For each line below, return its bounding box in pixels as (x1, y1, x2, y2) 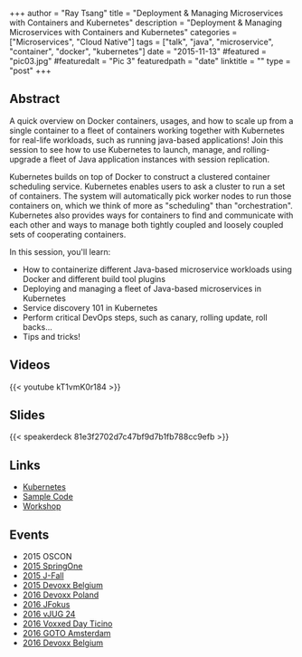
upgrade (9, 154, 42, 164)
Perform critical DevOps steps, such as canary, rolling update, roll (22, 312, 269, 323)
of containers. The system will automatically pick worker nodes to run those (9, 190, 292, 202)
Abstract (9, 91, 61, 107)
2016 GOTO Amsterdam (22, 628, 111, 639)
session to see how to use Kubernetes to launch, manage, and (9, 144, 241, 155)
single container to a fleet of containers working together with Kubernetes (9, 125, 285, 136)
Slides (9, 408, 45, 423)
